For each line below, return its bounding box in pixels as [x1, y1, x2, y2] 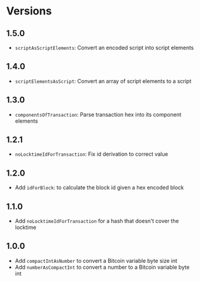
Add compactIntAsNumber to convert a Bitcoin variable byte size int [14, 257, 178, 264]
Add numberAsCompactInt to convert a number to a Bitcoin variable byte [14, 263, 190, 271]
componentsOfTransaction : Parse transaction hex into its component [14, 111, 182, 118]
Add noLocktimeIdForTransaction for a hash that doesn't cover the [14, 218, 179, 225]
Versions [6, 4, 52, 18]
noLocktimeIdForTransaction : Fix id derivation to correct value [14, 150, 168, 158]
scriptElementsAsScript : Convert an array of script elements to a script [14, 77, 192, 85]
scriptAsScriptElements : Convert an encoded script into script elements [14, 44, 194, 51]
